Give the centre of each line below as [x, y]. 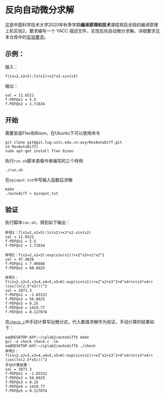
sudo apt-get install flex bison [39, 151]
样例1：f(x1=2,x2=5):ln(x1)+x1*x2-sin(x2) [48, 233]
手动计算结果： [18, 365]
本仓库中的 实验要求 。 [27, 37]
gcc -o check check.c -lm [32, 342]
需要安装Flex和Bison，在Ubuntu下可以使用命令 [53, 133]
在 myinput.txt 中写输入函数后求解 [39, 180]
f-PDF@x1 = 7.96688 [25, 264]
